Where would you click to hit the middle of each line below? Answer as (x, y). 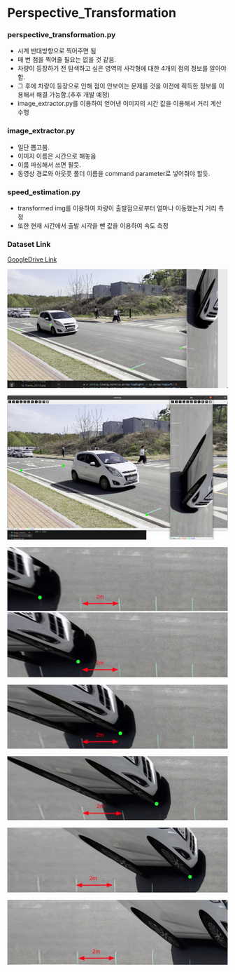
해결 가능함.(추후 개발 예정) (73, 95)
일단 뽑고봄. (34, 147)
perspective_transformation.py (62, 35)
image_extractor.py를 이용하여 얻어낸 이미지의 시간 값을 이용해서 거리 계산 (119, 104)
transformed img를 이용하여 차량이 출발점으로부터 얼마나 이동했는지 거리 (117, 208)
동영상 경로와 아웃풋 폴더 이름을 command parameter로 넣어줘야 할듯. (114, 173)
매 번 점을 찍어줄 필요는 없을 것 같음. (67, 60)
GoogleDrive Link (32, 259)
